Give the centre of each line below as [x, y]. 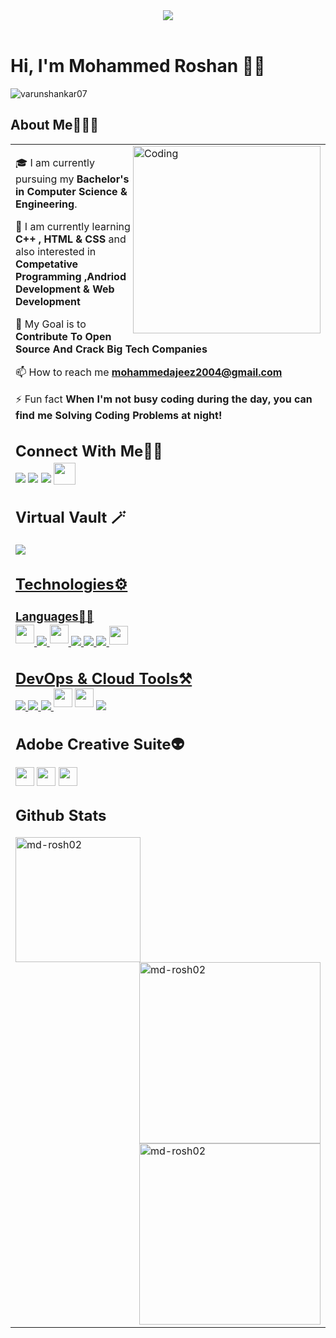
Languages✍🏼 [55, 617]
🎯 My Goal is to [51, 324]
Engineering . [46, 204]
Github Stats [61, 816]
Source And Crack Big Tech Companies [111, 349]
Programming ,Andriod [71, 276]
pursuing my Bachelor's [72, 179]
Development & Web [65, 289]
